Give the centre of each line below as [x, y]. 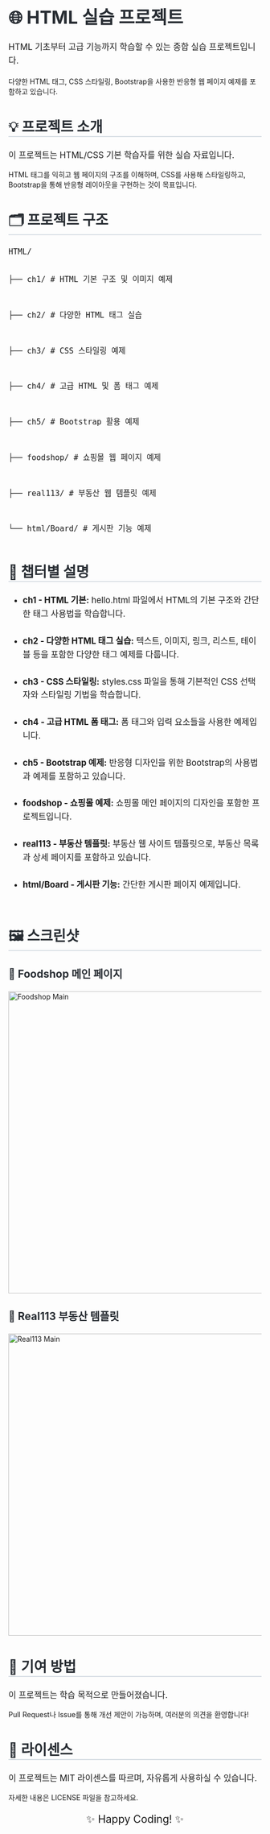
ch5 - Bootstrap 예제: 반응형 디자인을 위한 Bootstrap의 [128, 763]
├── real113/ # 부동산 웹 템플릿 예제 [82, 493]
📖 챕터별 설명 [49, 572]
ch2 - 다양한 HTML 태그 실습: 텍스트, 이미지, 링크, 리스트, [131, 640]
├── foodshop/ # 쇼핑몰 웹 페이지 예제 [85, 457]
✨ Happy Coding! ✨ [135, 1819]
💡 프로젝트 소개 [55, 127]
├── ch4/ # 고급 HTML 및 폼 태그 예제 [84, 386]
